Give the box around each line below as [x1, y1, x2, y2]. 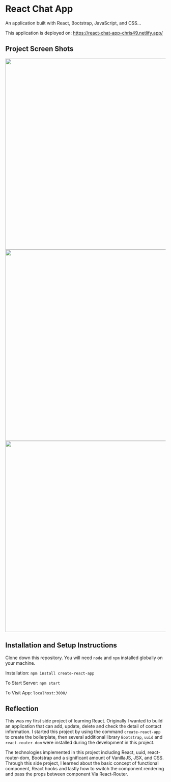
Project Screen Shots [5, 44, 74, 54]
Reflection [5, 704, 39, 713]
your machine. [5, 660, 36, 666]
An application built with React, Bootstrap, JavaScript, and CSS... [5, 20, 141, 26]
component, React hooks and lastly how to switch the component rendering [5, 766, 164, 772]
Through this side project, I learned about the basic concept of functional [5, 760, 159, 766]
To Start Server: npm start [5, 680, 60, 686]
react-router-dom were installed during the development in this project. [5, 740, 155, 746]
